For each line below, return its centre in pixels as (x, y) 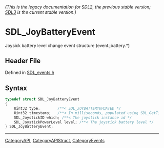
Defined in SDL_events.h (30, 73)
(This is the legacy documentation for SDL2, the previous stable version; (78, 7)
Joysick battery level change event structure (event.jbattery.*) (68, 45)
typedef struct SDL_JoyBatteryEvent (42, 99)
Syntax (16, 88)
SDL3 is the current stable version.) (41, 12)
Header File (23, 61)
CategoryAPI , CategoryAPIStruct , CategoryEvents (55, 141)
